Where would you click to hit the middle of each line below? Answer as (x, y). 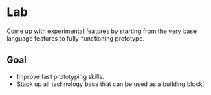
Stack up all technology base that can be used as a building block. (110, 84)
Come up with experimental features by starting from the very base (102, 31)
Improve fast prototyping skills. (60, 76)
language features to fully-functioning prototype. (76, 38)
